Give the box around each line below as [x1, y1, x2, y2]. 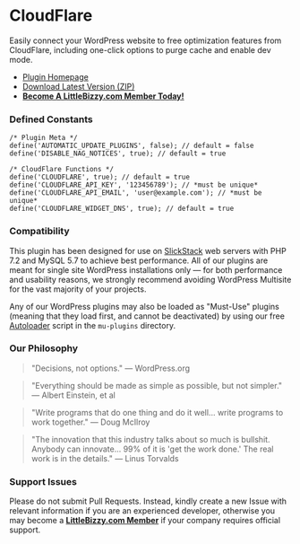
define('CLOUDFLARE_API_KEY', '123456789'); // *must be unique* [9, 180, 258, 189]
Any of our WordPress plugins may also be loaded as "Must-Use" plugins [9, 301, 279, 311]
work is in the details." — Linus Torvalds [30, 452, 179, 463]
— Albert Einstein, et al [30, 390, 116, 400]
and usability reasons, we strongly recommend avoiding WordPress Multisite [9, 274, 292, 285]
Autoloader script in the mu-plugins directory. [9, 320, 176, 330]
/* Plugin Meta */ [9, 134, 78, 143]
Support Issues [9, 475, 78, 487]
